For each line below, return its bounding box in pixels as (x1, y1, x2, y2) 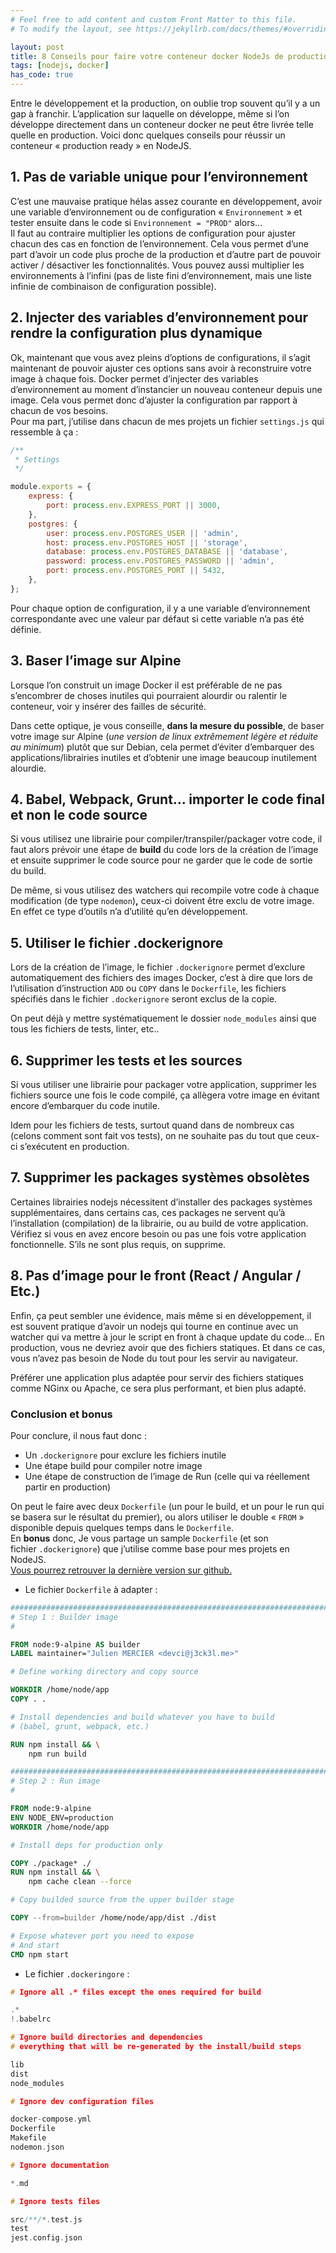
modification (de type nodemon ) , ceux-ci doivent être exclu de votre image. (10, 895, 315, 907)
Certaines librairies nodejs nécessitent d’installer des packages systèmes (10, 1196, 313, 1208)
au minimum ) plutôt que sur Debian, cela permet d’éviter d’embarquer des (10, 741, 315, 753)
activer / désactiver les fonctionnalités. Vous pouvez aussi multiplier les (10, 259, 305, 271)
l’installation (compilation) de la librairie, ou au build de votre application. (10, 1217, 309, 1229)
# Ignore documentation (10, 2160, 110, 2170)
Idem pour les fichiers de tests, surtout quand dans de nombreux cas (10, 1119, 295, 1131)
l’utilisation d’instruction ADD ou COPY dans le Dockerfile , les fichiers (10, 982, 287, 995)
